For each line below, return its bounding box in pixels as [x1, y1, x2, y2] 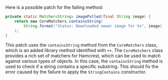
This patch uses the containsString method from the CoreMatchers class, [5, 42, 158, 48]
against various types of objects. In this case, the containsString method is [5, 58, 163, 64]
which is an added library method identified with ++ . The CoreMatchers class [5, 48, 163, 54]
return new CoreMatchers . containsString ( [14, 19, 103, 24]
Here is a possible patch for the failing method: [5, 5, 104, 10]
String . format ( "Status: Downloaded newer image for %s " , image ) [23, 23, 162, 28]
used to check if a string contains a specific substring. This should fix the [5, 63, 159, 70]
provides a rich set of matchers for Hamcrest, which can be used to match [5, 53, 161, 59]
